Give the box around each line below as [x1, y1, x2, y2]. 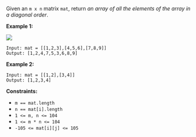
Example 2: [6, 61, 34, 67]
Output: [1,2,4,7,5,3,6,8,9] [6, 50, 78, 56]
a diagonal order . [6, 11, 48, 18]
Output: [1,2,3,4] [6, 77, 51, 83]
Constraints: [6, 88, 38, 94]
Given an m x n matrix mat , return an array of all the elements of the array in [6, 5, 191, 12]
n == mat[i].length [14, 106, 63, 112]
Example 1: [6, 23, 34, 30]
